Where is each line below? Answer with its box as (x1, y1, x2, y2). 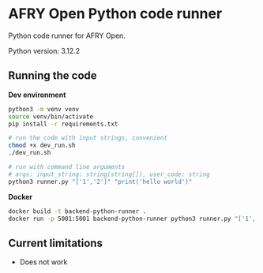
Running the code (8, 69, 97, 83)
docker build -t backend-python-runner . (8, 207, 147, 215)
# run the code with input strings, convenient (8, 134, 168, 142)
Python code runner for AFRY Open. (8, 31, 126, 40)
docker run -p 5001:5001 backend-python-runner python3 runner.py (8, 215, 231, 223)
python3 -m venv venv (8, 105, 80, 113)
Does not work (19, 257, 68, 267)
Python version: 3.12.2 (8, 46, 81, 55)
